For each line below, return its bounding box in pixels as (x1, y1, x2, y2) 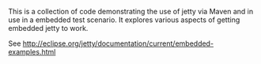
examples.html (8, 47, 56, 56)
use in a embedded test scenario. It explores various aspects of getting (8, 15, 240, 24)
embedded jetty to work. (8, 24, 89, 32)
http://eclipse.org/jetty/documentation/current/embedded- (22, 39, 214, 48)
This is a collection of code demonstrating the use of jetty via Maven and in (8, 7, 254, 16)
